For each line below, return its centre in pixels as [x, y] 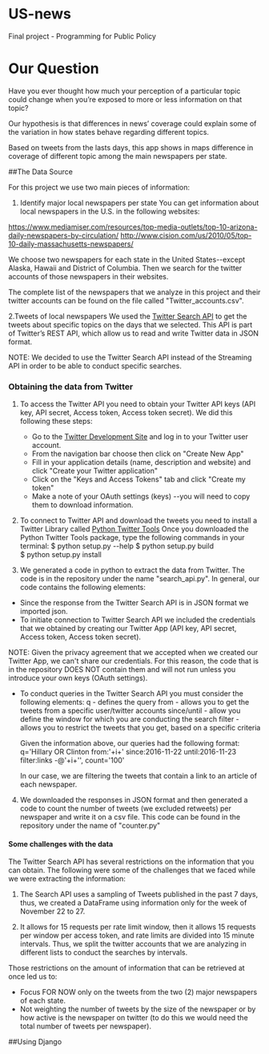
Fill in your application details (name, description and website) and [141, 462]
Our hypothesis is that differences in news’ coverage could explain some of [132, 123]
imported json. [44, 612]
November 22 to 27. [52, 911]
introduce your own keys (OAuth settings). [78, 678]
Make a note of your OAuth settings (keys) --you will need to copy [141, 496]
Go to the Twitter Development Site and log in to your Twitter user [140, 437]
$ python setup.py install [61, 555]
